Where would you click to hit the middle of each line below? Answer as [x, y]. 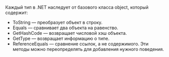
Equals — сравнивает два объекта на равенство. [66, 28]
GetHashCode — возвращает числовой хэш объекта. [70, 33]
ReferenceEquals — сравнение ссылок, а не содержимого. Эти [80, 44]
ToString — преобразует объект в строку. [57, 22]
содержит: [17, 13]
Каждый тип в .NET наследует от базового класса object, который [77, 7]
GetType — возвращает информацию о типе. [61, 38]
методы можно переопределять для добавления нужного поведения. [88, 49]
